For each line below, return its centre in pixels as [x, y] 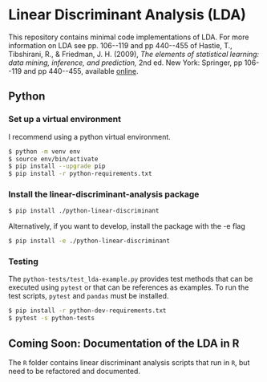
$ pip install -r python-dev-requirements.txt [87, 311]
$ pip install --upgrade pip [57, 166]
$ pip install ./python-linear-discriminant [84, 211]
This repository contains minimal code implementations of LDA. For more [129, 37]
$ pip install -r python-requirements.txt [80, 174]
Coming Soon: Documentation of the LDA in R [124, 343]
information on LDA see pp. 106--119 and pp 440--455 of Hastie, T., [120, 45]
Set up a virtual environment [65, 120]
